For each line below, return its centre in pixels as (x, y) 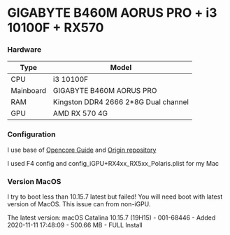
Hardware (24, 50)
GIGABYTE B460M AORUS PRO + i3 (112, 13)
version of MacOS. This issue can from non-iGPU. (79, 204)
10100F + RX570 (56, 28)
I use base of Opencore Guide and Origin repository (82, 150)
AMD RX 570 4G (80, 113)
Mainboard (29, 91)
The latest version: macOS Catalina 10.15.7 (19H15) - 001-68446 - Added (112, 218)
